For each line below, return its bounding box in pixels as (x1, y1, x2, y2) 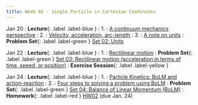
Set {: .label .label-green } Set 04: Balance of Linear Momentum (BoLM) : (6, 85, 184, 93)
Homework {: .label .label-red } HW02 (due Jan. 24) (6, 92, 133, 99)
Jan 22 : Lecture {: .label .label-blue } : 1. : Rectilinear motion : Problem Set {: (6, 49, 193, 56)
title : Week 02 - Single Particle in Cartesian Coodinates (6, 8, 156, 15)
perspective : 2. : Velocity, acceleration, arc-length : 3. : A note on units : (6, 31, 184, 39)
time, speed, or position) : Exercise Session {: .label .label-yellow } (6, 62, 169, 69)
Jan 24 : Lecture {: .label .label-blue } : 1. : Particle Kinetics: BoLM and (6, 73, 177, 80)
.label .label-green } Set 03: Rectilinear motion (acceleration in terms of (6, 55, 181, 62)
